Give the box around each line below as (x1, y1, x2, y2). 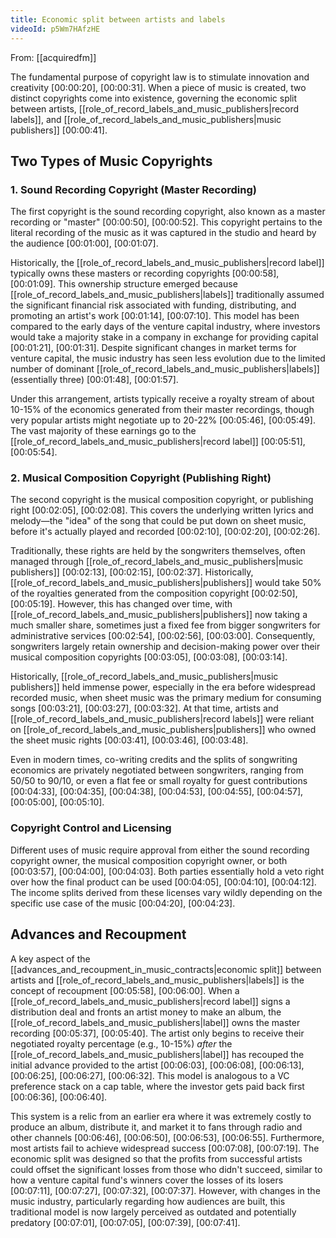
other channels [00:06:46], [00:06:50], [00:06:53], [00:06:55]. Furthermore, (10, 1131, 325, 1143)
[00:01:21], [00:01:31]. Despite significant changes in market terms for (10, 342, 297, 354)
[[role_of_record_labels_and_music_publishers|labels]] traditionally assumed (10, 289, 325, 301)
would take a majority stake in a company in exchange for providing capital (10, 331, 319, 343)
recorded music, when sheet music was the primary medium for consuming (10, 692, 322, 704)
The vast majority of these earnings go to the (10, 425, 197, 437)
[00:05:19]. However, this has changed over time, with (10, 598, 233, 610)
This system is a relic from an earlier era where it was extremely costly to (10, 1110, 312, 1122)
